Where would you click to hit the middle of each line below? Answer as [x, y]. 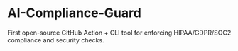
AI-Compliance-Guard [75, 13]
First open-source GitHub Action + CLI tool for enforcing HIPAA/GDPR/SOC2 [119, 33]
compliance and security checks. [56, 40]
